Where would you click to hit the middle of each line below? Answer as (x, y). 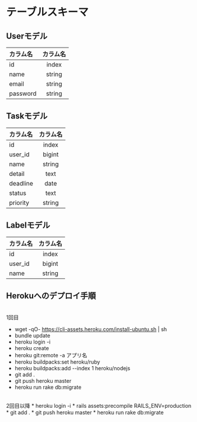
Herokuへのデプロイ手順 (51, 296)
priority (19, 203)
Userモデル (27, 36)
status (18, 193)
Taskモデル (27, 116)
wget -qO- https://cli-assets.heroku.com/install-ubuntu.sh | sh (91, 329)
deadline (21, 183)
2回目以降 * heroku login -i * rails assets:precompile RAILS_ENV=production (99, 406)
